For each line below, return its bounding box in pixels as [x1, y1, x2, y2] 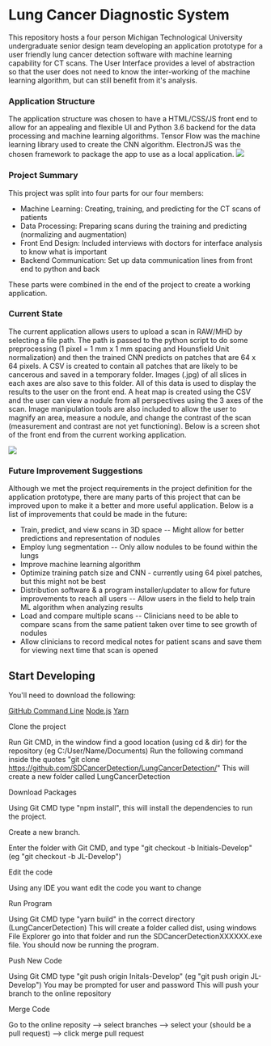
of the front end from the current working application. [8, 430, 187, 439]
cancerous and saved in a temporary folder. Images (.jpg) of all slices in [8, 370, 247, 379]
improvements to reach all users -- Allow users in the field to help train [19, 594, 256, 603]
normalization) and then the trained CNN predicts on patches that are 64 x [8, 352, 256, 362]
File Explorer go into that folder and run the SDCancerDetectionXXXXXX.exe [8, 931, 263, 941]
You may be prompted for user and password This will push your [43, 980, 260, 989]
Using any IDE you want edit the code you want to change [8, 883, 202, 892]
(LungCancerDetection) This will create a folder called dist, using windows [8, 922, 257, 932]
